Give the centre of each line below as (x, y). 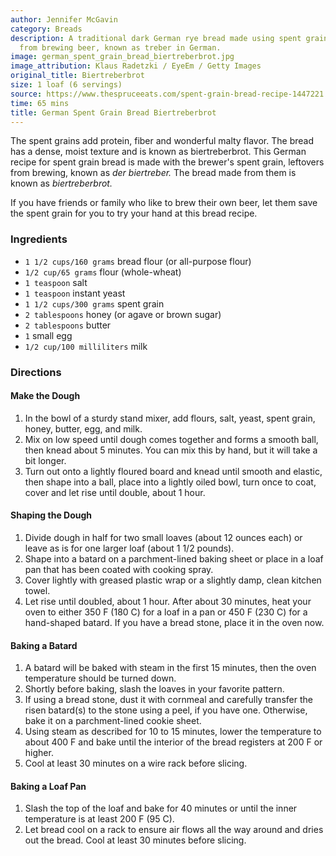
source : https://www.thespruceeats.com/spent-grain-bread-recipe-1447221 (167, 94)
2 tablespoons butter (68, 325)
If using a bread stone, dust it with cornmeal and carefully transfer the (168, 700)
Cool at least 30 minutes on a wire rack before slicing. (136, 763)
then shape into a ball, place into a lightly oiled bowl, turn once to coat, (170, 482)
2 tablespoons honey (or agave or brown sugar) (123, 314)
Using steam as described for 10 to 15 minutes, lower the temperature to (173, 732)
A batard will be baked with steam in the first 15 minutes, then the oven (170, 668)
